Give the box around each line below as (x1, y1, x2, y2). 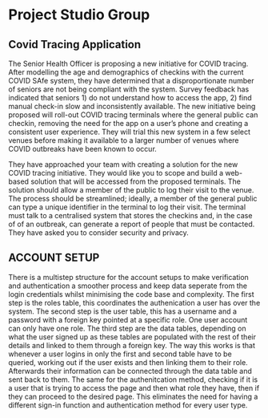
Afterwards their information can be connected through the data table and (8, 366, 252, 375)
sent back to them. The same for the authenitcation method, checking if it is (8, 375, 258, 384)
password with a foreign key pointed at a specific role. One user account (8, 315, 248, 324)
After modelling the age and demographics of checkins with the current (8, 67, 244, 77)
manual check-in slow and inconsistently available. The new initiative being (8, 102, 256, 111)
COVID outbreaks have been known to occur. (8, 144, 158, 153)
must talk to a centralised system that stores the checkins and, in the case (8, 211, 253, 220)
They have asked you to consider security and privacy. (8, 228, 190, 237)
